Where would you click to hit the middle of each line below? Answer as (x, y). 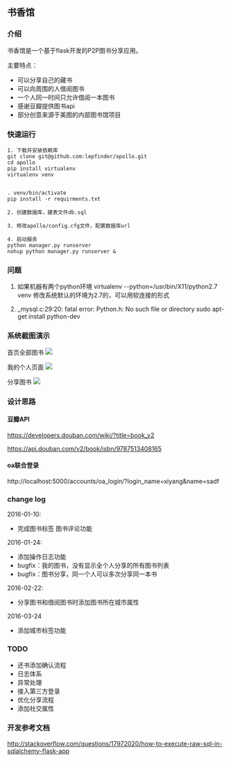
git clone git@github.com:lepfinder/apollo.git (77, 156)
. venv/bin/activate (37, 193)
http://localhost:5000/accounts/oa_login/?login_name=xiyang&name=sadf (113, 481)
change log (27, 499)
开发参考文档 (29, 728)
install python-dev (55, 316)
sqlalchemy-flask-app (38, 751)
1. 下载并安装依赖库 (33, 150)
